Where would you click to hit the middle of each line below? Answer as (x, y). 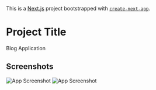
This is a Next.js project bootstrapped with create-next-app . (78, 8)
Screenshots (30, 67)
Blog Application (26, 48)
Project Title (36, 32)
